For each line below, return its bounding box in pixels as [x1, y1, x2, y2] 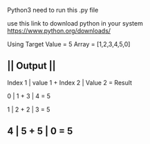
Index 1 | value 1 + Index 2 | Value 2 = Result [7, 78, 133, 87]
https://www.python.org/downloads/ [7, 27, 111, 35]
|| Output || [7, 60, 57, 72]
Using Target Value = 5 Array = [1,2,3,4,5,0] [7, 40, 131, 48]
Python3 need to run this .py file [7, 6, 99, 14]
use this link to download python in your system [7, 19, 143, 27]
